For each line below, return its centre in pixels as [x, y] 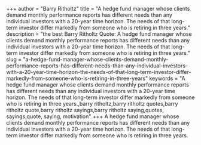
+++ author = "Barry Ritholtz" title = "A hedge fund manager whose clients [98, 9]
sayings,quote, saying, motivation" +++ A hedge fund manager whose [93, 116]
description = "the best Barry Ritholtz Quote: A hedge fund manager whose [99, 34]
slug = [14, 59]
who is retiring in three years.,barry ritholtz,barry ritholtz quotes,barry [92, 104]
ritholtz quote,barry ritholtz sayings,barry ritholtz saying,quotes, [85, 110]
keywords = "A [167, 78]
